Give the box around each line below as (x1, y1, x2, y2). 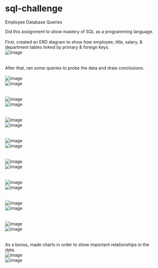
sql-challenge (5, 3, 63, 14)
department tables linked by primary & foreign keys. (5, 44, 110, 50)
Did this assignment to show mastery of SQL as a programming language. (5, 28, 154, 34)
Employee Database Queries (5, 19, 63, 25)
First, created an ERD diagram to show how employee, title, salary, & (5, 39, 143, 45)
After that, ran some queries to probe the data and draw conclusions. (5, 65, 144, 71)
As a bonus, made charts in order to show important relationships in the (5, 242, 149, 247)
